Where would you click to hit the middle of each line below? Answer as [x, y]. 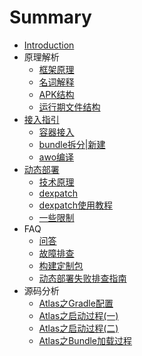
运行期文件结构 [69, 107]
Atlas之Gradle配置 [76, 303]
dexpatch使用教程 [75, 205]
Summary [50, 17]
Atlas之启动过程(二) [78, 328]
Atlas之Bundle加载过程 [85, 340]
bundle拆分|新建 [72, 144]
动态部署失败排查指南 [82, 278]
